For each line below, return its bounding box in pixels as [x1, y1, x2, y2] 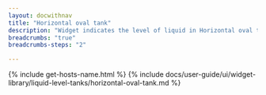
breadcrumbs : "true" [8, 33, 77, 42]
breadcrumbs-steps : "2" [8, 41, 87, 49]
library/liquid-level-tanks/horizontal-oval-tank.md [8, 78, 169, 88]
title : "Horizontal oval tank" [8, 19, 112, 27]
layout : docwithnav [8, 11, 73, 20]
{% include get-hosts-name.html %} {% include [8, 70, 164, 79]
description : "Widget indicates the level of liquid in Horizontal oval [8, 26, 253, 34]
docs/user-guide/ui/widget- [165, 70, 256, 79]
